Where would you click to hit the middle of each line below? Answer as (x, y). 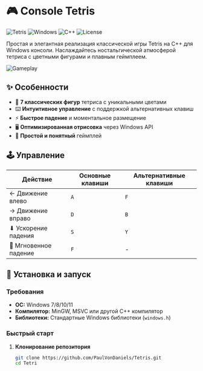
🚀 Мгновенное (31, 245)
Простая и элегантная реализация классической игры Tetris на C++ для (100, 44)
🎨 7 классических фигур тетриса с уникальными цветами (91, 102)
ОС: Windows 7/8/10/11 (44, 305)
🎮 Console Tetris (51, 11)
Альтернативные (159, 176)
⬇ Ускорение (28, 228)
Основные (95, 176)
